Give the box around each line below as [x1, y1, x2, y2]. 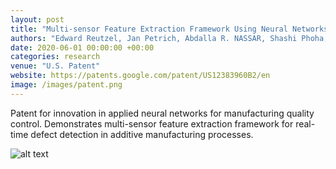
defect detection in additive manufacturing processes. [30, 128, 254, 140]
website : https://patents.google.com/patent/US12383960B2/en [10, 71, 271, 81]
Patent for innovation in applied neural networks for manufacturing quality [10, 107, 315, 119]
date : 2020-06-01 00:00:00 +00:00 [10, 42, 155, 53]
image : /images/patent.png [10, 80, 123, 90]
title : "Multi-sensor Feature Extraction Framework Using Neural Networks [10, 24, 329, 34]
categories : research [10, 52, 101, 62]
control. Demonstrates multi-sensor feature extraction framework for [10, 117, 294, 130]
